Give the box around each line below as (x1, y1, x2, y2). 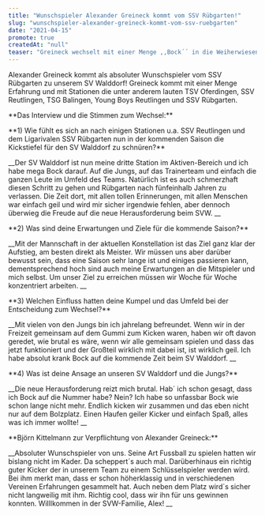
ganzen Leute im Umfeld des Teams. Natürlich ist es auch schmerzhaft (8, 175, 238, 184)
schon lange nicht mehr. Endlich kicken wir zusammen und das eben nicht (8, 401, 249, 410)
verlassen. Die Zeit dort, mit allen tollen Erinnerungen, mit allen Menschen (8, 191, 248, 201)
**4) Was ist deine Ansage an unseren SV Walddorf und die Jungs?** (8, 369, 238, 378)
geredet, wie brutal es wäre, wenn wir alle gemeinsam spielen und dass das (8, 337, 255, 346)
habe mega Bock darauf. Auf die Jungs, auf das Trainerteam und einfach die (8, 167, 257, 175)
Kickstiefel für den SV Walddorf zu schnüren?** (8, 143, 166, 152)
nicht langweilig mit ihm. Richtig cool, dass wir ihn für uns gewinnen (8, 491, 229, 499)
